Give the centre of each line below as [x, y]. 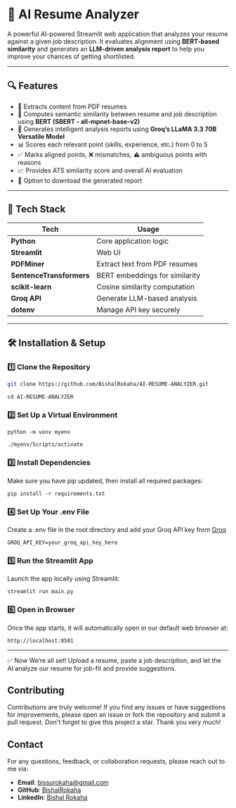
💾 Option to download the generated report [80, 180]
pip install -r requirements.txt [56, 493]
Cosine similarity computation [146, 287]
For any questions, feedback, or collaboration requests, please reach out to [116, 762]
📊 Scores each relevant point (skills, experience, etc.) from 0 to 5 [112, 144]
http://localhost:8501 [40, 640]
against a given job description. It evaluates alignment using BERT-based [113, 41]
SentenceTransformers [50, 275]
